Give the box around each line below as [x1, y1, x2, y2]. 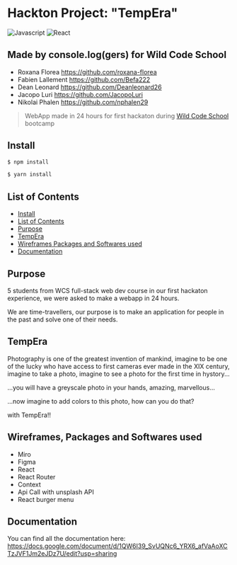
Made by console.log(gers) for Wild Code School [7, 49, 227, 61]
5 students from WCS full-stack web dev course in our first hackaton [7, 286, 208, 295]
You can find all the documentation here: [7, 535, 126, 543]
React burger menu [17, 495, 74, 503]
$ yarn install [7, 171, 52, 178]
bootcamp [24, 119, 55, 127]
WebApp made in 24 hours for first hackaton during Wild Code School [24, 111, 229, 120]
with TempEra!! [7, 411, 52, 419]
